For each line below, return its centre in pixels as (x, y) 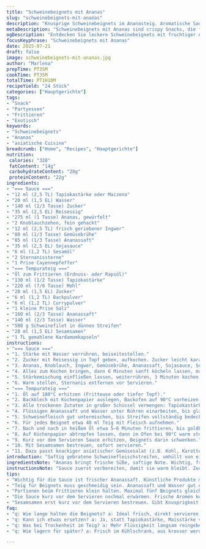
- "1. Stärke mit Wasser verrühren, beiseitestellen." (78, 354)
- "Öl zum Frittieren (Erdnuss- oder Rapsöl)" (67, 274)
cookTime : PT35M (27, 75)
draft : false (23, 52)
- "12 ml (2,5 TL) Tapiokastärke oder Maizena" (68, 194)
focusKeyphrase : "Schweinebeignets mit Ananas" (68, 40)
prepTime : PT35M (27, 69)
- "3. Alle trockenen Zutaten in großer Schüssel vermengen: (86, 405)
